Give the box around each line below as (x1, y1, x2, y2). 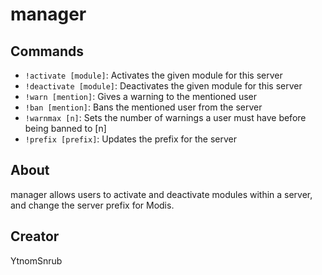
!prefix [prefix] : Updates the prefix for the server (24, 133, 237, 145)
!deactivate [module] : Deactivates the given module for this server (24, 80, 303, 92)
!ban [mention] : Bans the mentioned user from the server (24, 101, 263, 113)
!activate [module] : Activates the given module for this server (24, 69, 283, 81)
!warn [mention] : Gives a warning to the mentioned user (24, 91, 257, 102)
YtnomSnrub (10, 254, 63, 267)
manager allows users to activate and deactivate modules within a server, (10, 188, 313, 200)
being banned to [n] (24, 123, 107, 134)
